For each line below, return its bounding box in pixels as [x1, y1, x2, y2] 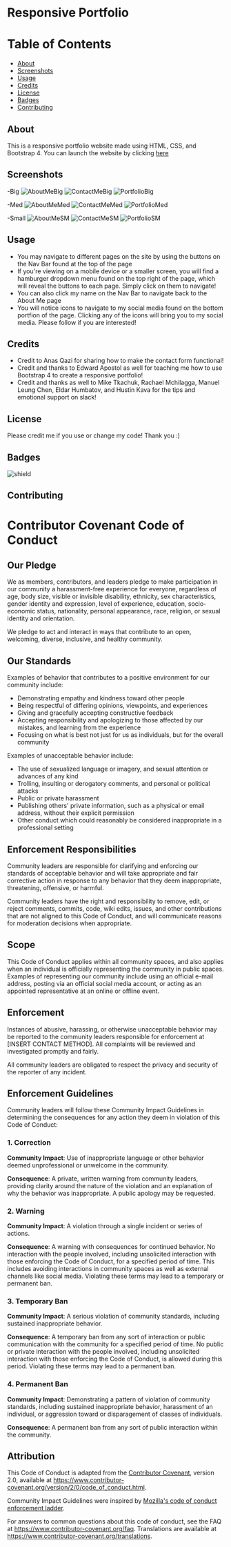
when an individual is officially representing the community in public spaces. [7, 965, 224, 973]
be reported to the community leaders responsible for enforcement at [7, 1032, 205, 1041]
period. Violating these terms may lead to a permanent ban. [7, 1362, 176, 1370]
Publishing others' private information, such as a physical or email [17, 802, 205, 810]
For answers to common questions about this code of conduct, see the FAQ [7, 1517, 222, 1526]
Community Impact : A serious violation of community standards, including [7, 1312, 220, 1321]
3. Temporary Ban [7, 1296, 68, 1305]
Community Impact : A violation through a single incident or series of [7, 1222, 203, 1230]
